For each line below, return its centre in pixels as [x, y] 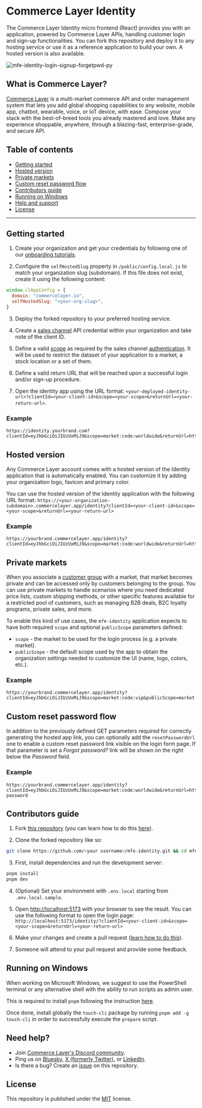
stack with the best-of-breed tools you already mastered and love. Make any [101, 118]
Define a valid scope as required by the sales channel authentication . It [103, 348]
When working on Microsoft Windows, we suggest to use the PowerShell [96, 982]
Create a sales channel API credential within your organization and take [103, 330]
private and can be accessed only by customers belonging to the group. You [101, 584]
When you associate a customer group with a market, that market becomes [99, 577]
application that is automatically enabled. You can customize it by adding [96, 476]
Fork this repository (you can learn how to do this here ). [84, 829]
